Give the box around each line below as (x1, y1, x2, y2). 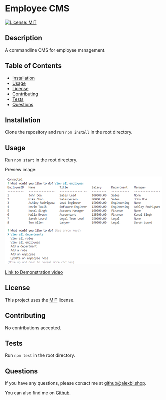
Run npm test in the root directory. (5, 352, 76, 358)
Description (5, 34, 42, 42)
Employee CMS (5, 3, 70, 14)
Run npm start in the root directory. (5, 157, 78, 163)
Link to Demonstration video (5, 269, 63, 275)
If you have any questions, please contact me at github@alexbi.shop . (5, 380, 147, 386)
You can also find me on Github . (5, 390, 71, 396)
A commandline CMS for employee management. (5, 47, 106, 53)
